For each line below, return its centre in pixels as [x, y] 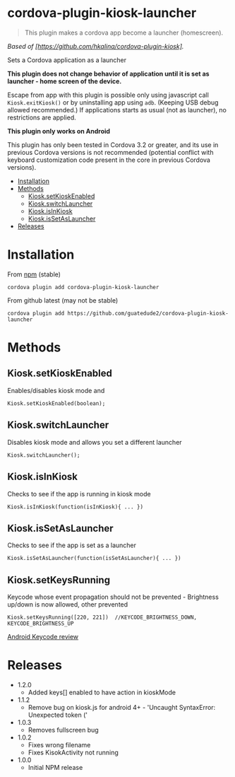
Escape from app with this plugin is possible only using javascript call [108, 95]
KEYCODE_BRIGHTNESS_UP [41, 624]
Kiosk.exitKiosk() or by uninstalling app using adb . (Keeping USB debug [113, 102]
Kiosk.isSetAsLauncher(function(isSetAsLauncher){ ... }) [94, 559]
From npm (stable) [34, 274]
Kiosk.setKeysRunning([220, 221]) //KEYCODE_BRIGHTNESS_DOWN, [102, 618]
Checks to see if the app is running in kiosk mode [79, 493]
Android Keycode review [43, 637]
